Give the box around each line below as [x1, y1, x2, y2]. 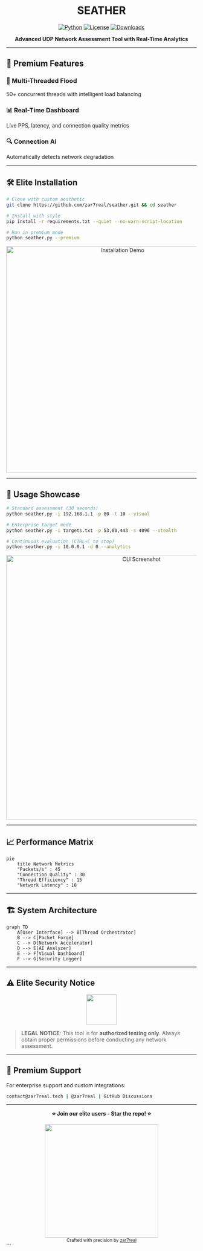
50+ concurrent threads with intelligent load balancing [6, 90, 141, 97]
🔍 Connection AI [6, 137, 57, 146]
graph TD [6, 924, 28, 930]
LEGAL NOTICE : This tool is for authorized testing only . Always [21, 1029, 180, 1036]
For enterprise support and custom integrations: [6, 1081, 126, 1088]
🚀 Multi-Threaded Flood [6, 77, 77, 85]
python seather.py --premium [6, 235, 80, 241]
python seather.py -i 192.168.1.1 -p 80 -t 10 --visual [6, 511, 150, 517]
